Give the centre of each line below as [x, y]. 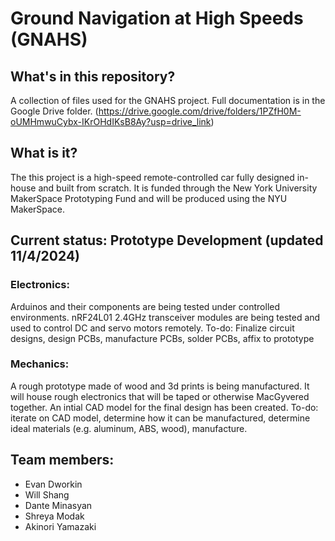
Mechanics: [40, 364]
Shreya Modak [54, 516]
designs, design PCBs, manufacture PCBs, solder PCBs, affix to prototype [162, 338]
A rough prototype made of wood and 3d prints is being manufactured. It [160, 386]
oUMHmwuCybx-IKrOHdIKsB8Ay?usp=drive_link [111, 121]
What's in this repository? [93, 76]
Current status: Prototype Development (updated [167, 240]
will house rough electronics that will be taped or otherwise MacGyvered [160, 396]
